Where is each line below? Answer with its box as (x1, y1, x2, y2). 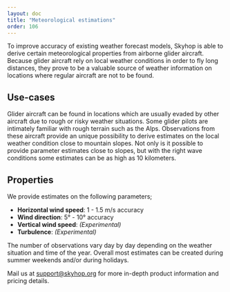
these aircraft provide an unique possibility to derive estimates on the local (7, 132, 220, 140)
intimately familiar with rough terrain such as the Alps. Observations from (7, 125, 215, 133)
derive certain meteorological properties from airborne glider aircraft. (7, 49, 204, 57)
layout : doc (7, 10, 41, 17)
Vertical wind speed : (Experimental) (17, 221, 122, 228)
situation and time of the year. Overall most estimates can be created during (7, 248, 223, 257)
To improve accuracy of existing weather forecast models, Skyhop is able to (7, 42, 223, 51)
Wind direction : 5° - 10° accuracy (17, 213, 114, 221)
